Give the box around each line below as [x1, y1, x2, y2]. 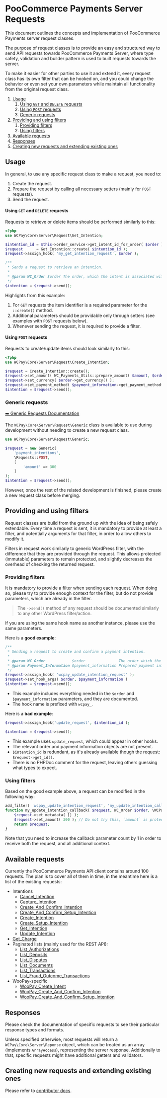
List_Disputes [19, 957, 48, 963]
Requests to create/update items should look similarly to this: [5, 345, 130, 351]
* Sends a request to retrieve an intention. [7, 265, 103, 270]
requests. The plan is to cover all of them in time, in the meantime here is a [5, 873, 158, 879]
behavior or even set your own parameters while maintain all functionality [5, 80, 156, 87]
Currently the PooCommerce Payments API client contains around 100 [5, 868, 149, 874]
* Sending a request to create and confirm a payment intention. [7, 649, 146, 654]
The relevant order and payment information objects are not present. [12, 743, 153, 749]
